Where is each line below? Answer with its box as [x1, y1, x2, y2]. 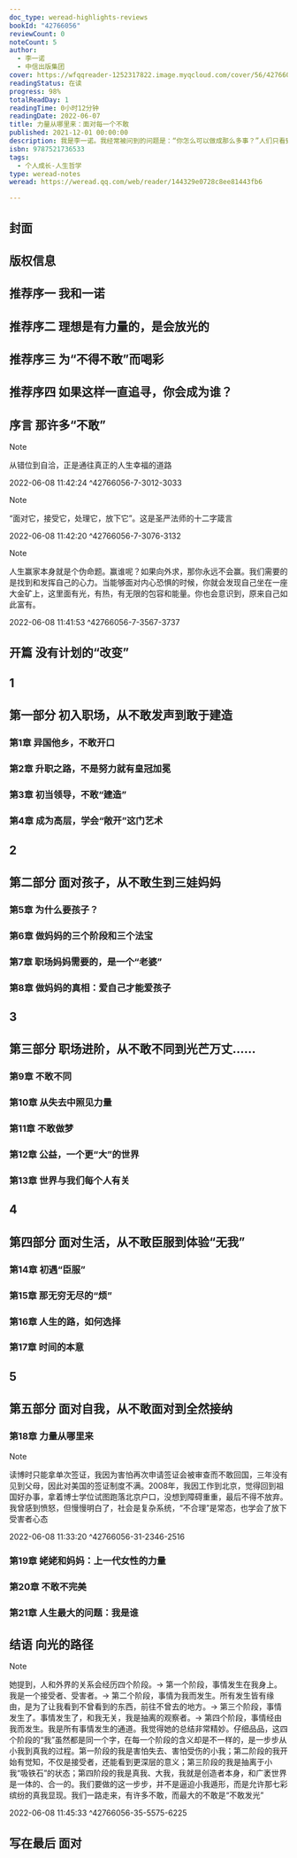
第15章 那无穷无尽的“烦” [9, 1289, 112, 1302]
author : [9, 46, 38, 55]
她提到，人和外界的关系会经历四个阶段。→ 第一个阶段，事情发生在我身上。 [9, 1679, 283, 1690]
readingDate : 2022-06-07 [9, 112, 101, 120]
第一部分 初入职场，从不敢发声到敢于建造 [9, 708, 232, 723]
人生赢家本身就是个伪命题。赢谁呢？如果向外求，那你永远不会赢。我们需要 [9, 566, 280, 577]
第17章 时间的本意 [9, 1341, 84, 1353]
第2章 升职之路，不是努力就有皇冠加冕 [9, 763, 171, 775]
